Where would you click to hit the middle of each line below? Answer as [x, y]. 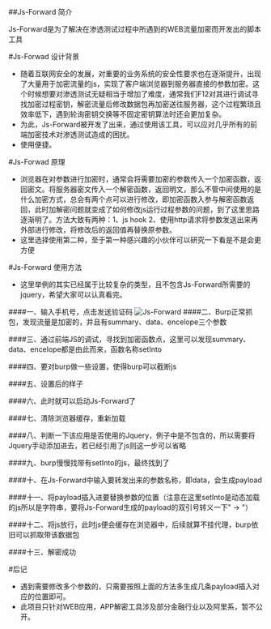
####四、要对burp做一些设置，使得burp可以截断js [93, 366]
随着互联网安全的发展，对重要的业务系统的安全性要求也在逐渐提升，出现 [140, 74]
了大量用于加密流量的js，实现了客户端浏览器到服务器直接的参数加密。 [136, 84]
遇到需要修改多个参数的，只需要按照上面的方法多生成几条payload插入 [136, 586]
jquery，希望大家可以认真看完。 [73, 295]
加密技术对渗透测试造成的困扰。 [80, 135]
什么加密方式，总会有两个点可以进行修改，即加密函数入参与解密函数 [133, 199]
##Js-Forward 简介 [40, 12]
